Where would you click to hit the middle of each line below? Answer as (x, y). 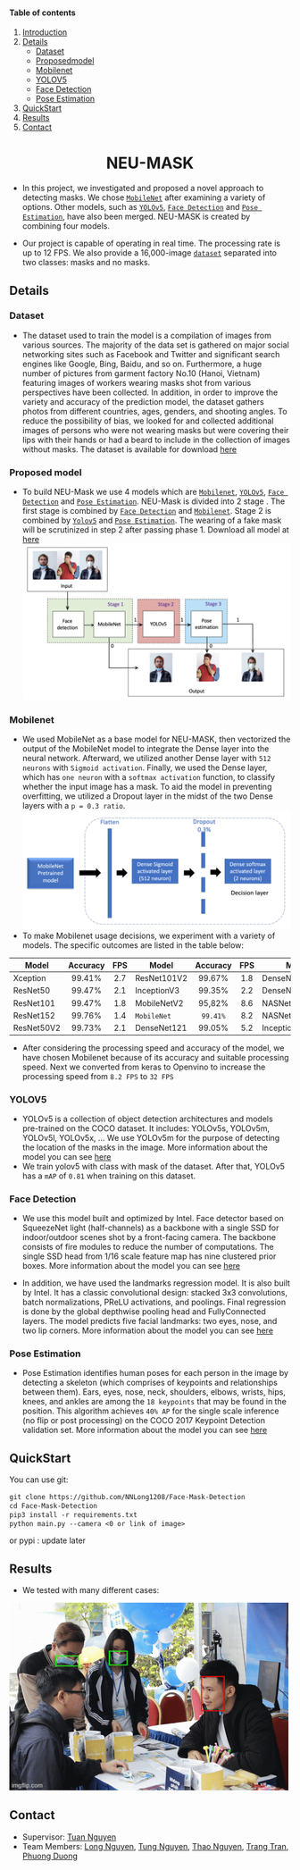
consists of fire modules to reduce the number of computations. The (148, 1247)
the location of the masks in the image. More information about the (145, 1147)
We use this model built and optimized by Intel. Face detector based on (153, 1219)
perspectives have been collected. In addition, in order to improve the (150, 392)
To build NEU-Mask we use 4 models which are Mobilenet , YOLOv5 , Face (153, 492)
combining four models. (66, 226)
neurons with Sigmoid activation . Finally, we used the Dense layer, (145, 767)
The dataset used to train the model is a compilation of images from (147, 335)
